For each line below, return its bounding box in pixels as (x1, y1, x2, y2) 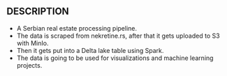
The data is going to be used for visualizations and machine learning (16, 54, 214, 62)
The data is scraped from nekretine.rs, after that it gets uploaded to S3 (16, 31, 221, 40)
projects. (16, 61, 43, 69)
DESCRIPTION (6, 6, 69, 17)
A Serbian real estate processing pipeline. (16, 24, 138, 32)
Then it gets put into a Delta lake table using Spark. (16, 46, 164, 54)
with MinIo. (16, 38, 49, 47)
